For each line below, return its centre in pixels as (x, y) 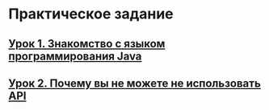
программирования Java (75, 56)
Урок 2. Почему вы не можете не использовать (134, 83)
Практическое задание (91, 14)
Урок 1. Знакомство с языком (87, 44)
